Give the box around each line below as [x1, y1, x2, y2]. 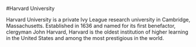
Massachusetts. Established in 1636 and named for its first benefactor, [6, 23, 176, 29]
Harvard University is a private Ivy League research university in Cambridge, [6, 16, 191, 23]
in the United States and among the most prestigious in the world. [6, 35, 164, 41]
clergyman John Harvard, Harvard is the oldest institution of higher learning [6, 28, 188, 35]
